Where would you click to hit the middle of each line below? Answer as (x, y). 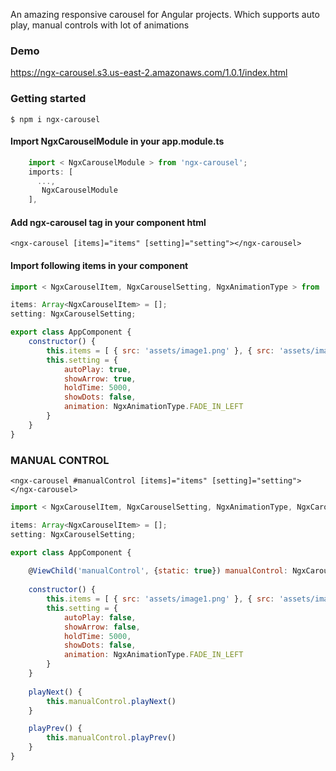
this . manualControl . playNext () (111, 701)
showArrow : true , (100, 379)
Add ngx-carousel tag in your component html (108, 222)
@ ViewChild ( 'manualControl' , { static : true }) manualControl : (158, 571)
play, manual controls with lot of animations (100, 25)
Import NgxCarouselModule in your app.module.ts (117, 141)
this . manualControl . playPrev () (111, 738)
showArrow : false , (102, 627)
